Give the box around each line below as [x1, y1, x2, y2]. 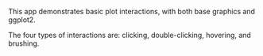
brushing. [8, 39, 40, 48]
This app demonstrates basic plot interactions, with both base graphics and [8, 7, 256, 16]
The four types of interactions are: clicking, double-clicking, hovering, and [8, 31, 252, 39]
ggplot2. [8, 15, 36, 24]
